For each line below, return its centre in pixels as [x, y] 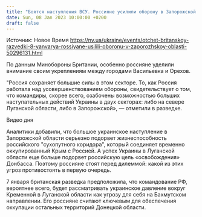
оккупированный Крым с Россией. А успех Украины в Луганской [90, 151]
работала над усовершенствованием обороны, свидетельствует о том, [99, 89]
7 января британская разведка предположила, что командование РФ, [97, 182]
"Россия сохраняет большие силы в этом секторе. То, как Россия [92, 83]
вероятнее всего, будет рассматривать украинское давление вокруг [96, 188]
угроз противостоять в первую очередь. [59, 170]
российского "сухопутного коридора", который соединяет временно [96, 145]
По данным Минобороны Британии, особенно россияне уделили [90, 64]
